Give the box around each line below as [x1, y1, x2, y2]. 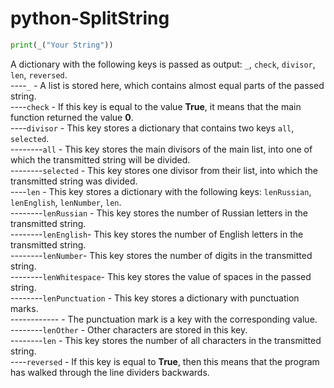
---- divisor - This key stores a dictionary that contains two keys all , [10, 122, 295, 134]
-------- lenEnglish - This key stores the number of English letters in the [10, 228, 304, 240]
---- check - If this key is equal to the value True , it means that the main [10, 100, 302, 112]
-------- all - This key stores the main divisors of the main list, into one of [10, 143, 313, 155]
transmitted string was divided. [10, 175, 138, 187]
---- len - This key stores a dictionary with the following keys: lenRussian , [10, 185, 312, 197]
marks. [10, 302, 39, 314]
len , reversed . [10, 68, 68, 81]
